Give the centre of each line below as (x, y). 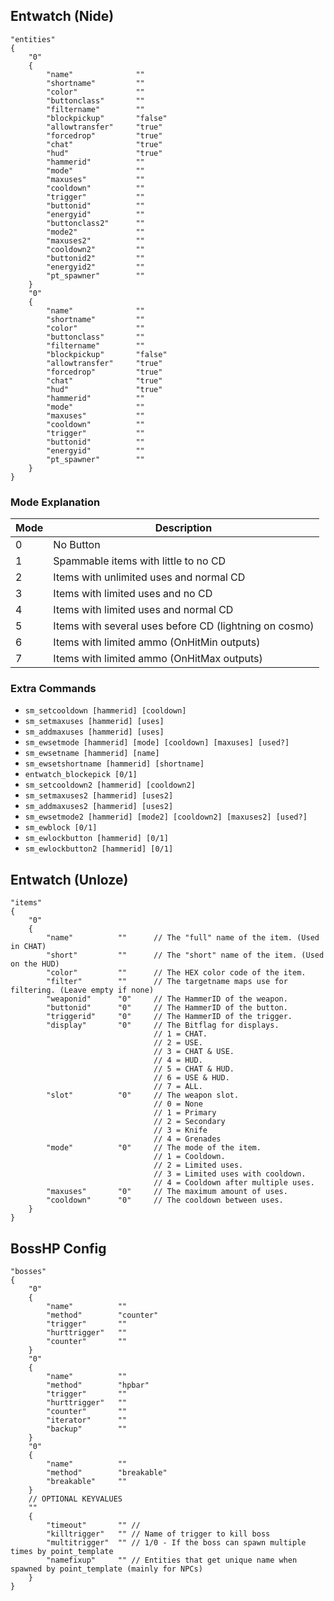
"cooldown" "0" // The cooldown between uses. (165, 1200)
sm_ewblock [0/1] (61, 828)
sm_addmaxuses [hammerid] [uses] (94, 732)
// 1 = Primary (185, 1113)
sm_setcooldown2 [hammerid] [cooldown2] (110, 785)
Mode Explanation (55, 502)
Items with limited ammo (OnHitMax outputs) (158, 659)
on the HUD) (35, 964)
